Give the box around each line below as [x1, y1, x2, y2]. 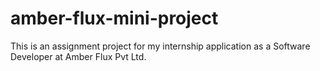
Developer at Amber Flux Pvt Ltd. [10, 50, 147, 62]
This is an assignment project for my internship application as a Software [10, 40, 311, 52]
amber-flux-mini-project [10, 7, 219, 30]
